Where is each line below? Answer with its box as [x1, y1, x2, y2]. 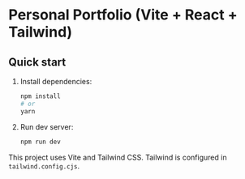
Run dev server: [19, 121, 74, 131]
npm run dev [19, 138, 61, 146]
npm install [19, 92, 61, 100]
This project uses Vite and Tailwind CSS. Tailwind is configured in [8, 152, 227, 162]
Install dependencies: [19, 77, 92, 86]
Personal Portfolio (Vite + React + [8, 6, 238, 24]
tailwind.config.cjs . [8, 160, 80, 171]
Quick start [8, 55, 67, 69]
